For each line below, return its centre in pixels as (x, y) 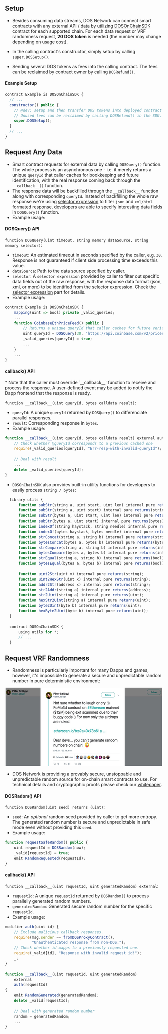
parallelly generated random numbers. (52, 901)
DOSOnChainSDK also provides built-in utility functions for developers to (84, 484)
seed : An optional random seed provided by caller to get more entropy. (85, 817)
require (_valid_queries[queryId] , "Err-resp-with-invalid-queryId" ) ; (88, 449)
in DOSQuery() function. (36, 212)
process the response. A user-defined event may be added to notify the (79, 388)
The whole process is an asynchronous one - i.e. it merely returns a (82, 169)
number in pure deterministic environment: (56, 681)
